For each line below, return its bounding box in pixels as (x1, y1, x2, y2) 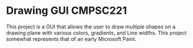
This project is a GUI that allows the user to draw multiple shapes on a (6, 23, 176, 30)
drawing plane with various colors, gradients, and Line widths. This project (6, 29, 187, 36)
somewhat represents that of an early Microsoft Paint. (6, 35, 137, 42)
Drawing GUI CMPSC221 (6, 4, 127, 17)
